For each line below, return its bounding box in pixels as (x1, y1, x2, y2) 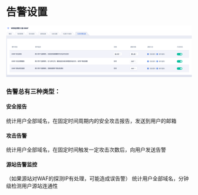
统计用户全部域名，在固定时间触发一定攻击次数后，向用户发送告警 (6, 146, 166, 154)
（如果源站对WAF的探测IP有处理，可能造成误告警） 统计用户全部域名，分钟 (6, 175, 189, 182)
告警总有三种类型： (6, 87, 61, 95)
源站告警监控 (6, 161, 37, 168)
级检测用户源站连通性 (6, 183, 58, 190)
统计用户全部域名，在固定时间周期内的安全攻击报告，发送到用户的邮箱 (6, 117, 177, 124)
